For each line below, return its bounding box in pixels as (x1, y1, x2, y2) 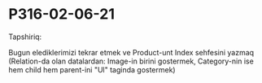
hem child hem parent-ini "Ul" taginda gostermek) (8, 64, 177, 74)
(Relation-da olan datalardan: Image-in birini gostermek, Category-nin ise (8, 56, 254, 66)
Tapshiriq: (8, 32, 42, 41)
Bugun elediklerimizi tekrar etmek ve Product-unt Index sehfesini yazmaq (8, 47, 255, 57)
